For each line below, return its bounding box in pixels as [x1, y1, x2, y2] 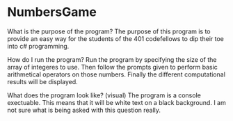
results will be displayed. [7, 77, 78, 86]
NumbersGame [7, 4, 97, 20]
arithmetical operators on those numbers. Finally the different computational [7, 70, 226, 79]
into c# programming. [7, 42, 70, 50]
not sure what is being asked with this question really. [7, 106, 161, 114]
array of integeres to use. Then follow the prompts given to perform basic [7, 63, 218, 71]
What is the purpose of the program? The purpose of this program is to [7, 27, 211, 35]
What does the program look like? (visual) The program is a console [7, 91, 202, 99]
